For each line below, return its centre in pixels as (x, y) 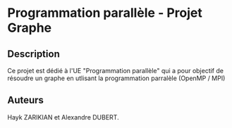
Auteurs (26, 100)
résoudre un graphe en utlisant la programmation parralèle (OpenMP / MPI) (116, 78)
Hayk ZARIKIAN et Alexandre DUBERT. (63, 117)
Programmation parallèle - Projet (105, 13)
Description (33, 54)
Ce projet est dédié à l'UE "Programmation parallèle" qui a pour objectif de (116, 71)
